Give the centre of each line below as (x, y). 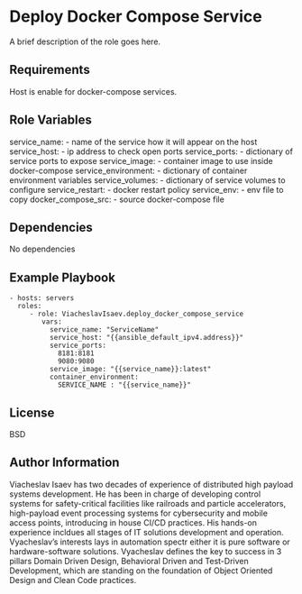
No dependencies (42, 249)
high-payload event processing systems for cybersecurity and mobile (139, 513)
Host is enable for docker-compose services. (93, 91)
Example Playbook (62, 277)
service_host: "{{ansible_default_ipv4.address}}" (146, 338)
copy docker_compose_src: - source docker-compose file (117, 199)
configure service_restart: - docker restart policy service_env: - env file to (146, 189)
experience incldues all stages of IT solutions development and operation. (146, 532)
